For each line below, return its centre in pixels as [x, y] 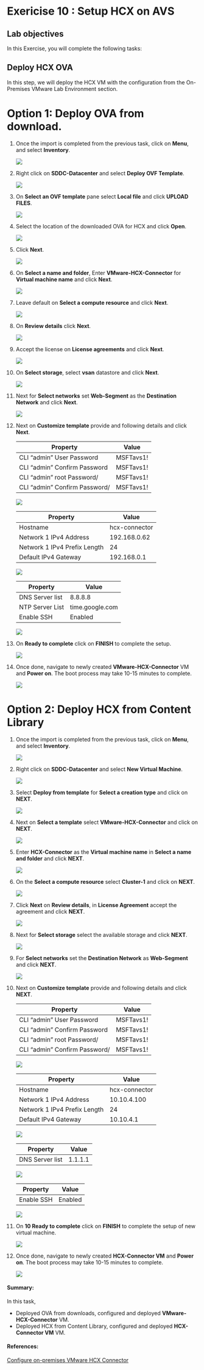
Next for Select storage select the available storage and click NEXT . [101, 935]
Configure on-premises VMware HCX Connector [68, 1360]
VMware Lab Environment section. [75, 89]
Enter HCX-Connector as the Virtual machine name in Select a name [104, 852]
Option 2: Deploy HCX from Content [99, 709]
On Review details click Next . [53, 326]
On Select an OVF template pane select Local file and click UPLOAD [102, 196]
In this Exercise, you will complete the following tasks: [75, 48]
